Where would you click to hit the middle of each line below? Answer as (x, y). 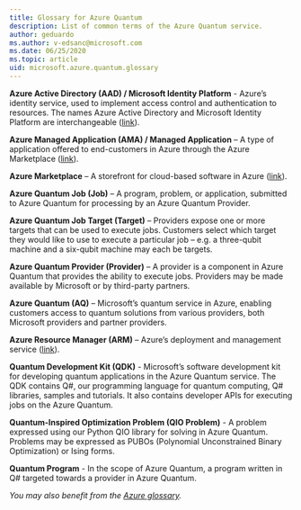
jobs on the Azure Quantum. (62, 405)
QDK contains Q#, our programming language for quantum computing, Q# (146, 385)
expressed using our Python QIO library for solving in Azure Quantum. (139, 432)
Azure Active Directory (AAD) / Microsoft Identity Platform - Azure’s (138, 93)
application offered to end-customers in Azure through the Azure (129, 148)
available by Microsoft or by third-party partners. (100, 285)
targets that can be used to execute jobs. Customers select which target (143, 229)
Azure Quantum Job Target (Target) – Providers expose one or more (137, 220)
